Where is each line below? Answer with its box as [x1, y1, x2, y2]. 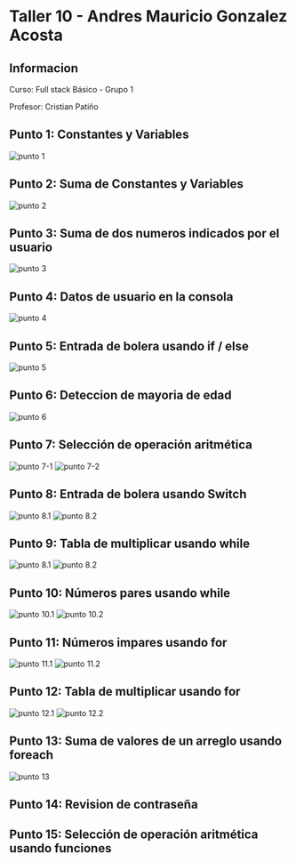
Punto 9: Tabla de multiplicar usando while [9, 536, 251, 551]
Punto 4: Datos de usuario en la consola [9, 289, 234, 304]
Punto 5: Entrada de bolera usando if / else [9, 338, 249, 353]
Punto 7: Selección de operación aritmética [9, 438, 253, 453]
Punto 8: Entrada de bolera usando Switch [9, 487, 247, 502]
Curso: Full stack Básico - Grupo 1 [9, 85, 133, 94]
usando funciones [9, 841, 112, 856]
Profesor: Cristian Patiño [9, 101, 100, 112]
